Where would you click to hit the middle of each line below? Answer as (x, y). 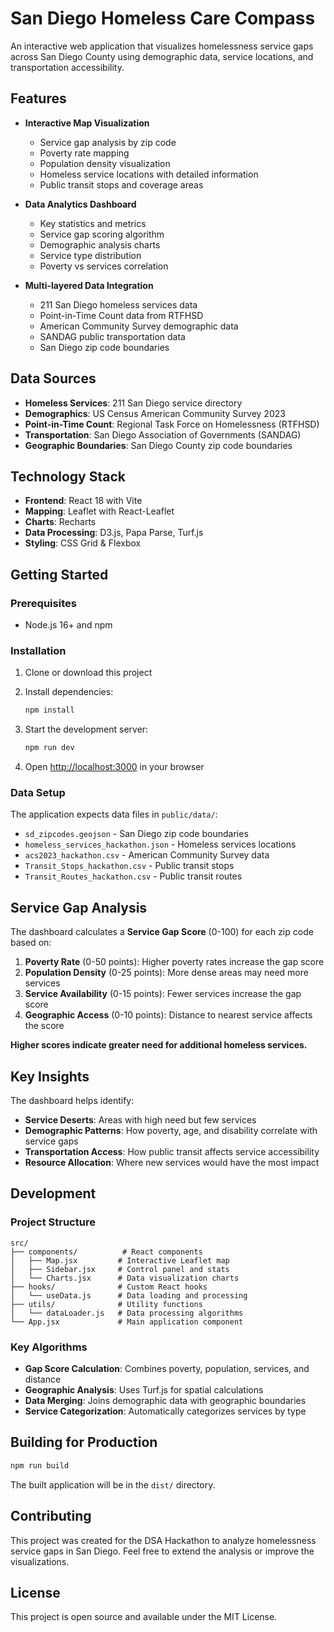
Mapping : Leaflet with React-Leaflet (99, 511)
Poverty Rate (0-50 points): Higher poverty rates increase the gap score (174, 962)
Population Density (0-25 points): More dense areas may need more (166, 973)
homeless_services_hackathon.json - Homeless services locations (160, 844)
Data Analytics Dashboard (80, 204)
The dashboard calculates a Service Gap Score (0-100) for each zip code (162, 932)
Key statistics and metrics (93, 223)
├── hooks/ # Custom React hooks (109, 1287)
